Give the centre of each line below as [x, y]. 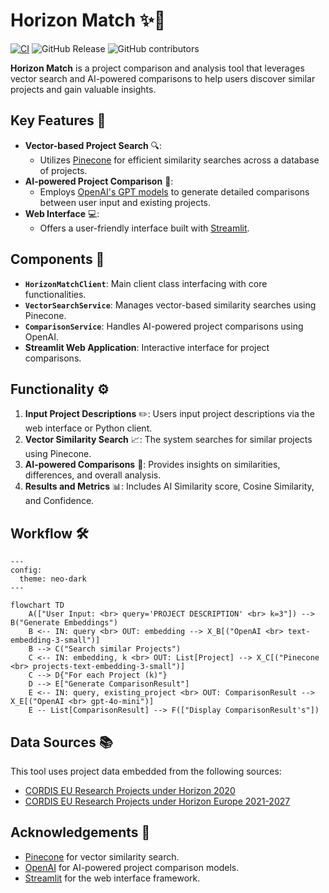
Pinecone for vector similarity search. [102, 856]
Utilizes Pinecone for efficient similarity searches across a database [179, 160]
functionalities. [55, 294]
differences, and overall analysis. [93, 475]
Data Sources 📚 [61, 742]
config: [26, 570]
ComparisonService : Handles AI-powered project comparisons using [164, 326]
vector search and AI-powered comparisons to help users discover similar [163, 78]
